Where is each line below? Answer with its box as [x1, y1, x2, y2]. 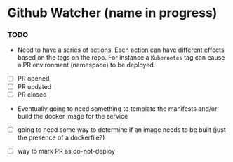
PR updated [17, 82, 52, 90]
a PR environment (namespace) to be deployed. [17, 61, 156, 69]
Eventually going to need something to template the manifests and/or [17, 104, 218, 113]
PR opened [17, 74, 50, 83]
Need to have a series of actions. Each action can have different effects [17, 46, 225, 54]
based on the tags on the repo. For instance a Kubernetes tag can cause [17, 53, 225, 62]
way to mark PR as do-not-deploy [17, 147, 116, 155]
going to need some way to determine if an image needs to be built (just [17, 125, 226, 134]
